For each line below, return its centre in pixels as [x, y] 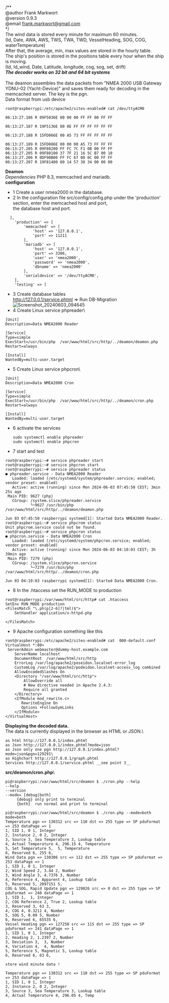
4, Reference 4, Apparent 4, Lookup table [51, 880]
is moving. [16, 61]
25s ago [13, 492]
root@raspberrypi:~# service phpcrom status [53, 523]
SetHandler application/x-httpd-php [53, 613]
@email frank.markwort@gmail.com [43, 23]
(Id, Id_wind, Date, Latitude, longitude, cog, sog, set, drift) [66, 67]
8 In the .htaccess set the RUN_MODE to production [67, 590]
